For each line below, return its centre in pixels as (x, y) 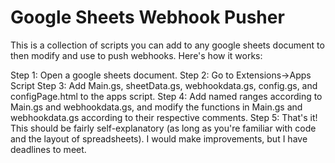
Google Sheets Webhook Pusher (147, 17)
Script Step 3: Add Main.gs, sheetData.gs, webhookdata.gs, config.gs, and (164, 85)
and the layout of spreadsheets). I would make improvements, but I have (159, 138)
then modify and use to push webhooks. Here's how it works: (136, 55)
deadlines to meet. (48, 149)
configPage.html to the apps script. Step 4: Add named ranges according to (166, 96)
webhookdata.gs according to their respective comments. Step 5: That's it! (164, 117)
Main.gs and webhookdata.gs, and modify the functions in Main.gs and (156, 107)
